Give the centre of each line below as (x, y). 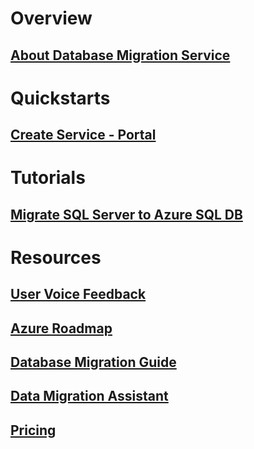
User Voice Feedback (78, 294)
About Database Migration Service (120, 55)
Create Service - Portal (83, 135)
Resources (56, 257)
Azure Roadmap (61, 328)
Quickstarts (60, 98)
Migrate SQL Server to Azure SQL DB (126, 214)
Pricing (33, 430)
